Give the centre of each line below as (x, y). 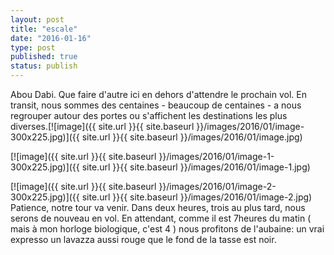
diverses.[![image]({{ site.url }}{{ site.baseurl (102, 126)
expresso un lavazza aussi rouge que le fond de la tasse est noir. (143, 239)
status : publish (44, 66)
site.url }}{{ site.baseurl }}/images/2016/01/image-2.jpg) (197, 197)
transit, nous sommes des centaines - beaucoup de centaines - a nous (156, 105)
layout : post (37, 19)
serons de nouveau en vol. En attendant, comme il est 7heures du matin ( (161, 218)
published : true (44, 57)
